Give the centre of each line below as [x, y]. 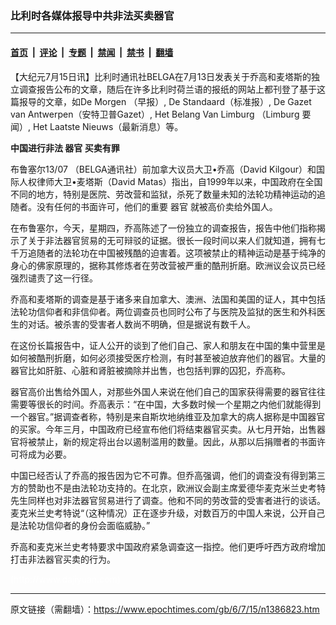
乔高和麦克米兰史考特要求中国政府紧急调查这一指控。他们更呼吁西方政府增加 [168, 546]
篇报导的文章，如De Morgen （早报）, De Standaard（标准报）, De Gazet [161, 101]
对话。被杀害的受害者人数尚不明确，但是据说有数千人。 [141, 324]
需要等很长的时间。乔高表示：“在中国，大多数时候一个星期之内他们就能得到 [166, 404]
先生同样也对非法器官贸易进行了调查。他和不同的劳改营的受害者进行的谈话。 [168, 500]
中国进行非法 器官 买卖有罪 [65, 148]
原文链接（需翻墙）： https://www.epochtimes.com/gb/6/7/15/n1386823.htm [165, 609]
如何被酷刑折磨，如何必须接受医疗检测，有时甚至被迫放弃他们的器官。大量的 [168, 358]
